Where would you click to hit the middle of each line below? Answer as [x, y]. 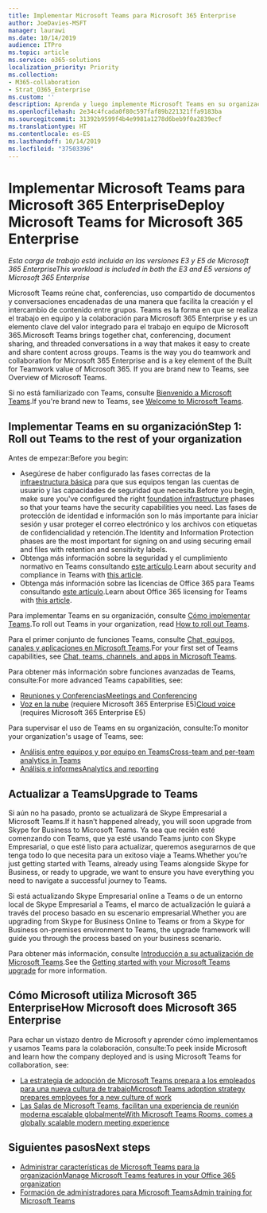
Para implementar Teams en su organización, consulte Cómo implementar [129, 616]
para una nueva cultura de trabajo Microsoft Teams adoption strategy [132, 1089]
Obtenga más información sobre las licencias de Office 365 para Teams [137, 583]
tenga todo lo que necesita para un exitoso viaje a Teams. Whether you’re [128, 855]
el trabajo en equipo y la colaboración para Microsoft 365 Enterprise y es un [133, 318]
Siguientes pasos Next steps [79, 1147]
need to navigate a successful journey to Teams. [88, 881]
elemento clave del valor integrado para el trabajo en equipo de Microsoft [128, 327]
